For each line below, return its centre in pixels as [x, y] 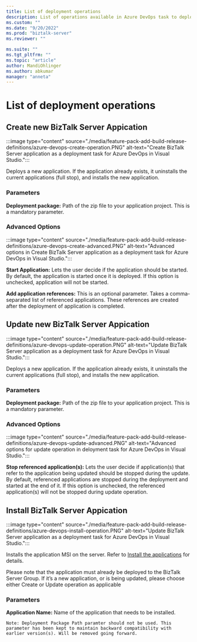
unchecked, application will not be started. [57, 282]
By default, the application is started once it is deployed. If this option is [92, 276]
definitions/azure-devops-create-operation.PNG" [66, 148]
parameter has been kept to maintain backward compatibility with [89, 629]
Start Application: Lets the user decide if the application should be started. [97, 270]
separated [18, 300]
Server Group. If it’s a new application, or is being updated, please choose [95, 579]
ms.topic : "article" [31, 60]
